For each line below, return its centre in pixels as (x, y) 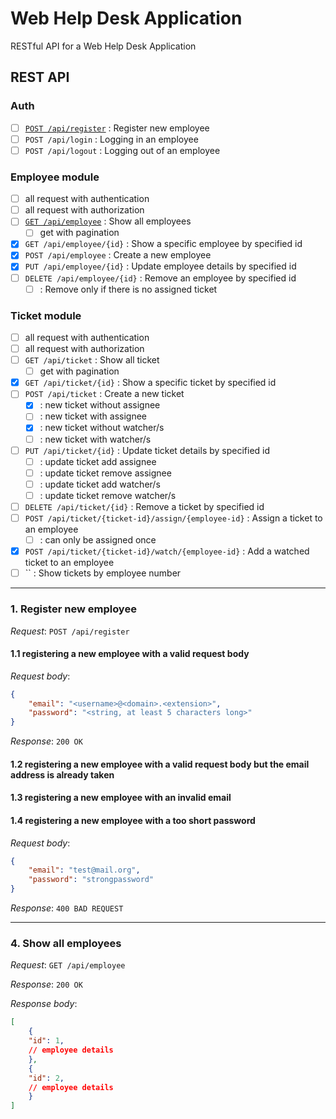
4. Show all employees (66, 944)
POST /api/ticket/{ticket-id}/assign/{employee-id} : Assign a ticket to (173, 518)
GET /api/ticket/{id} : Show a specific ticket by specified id (150, 383)
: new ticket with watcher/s (95, 439)
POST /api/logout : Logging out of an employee (122, 150)
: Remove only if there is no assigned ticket (128, 289)
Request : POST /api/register (70, 631)
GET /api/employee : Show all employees (108, 221)
